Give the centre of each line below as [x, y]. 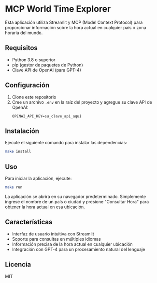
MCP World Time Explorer [58, 9]
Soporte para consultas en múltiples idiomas [56, 239]
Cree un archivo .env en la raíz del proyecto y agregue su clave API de [82, 102]
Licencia [18, 265]
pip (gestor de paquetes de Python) [47, 65]
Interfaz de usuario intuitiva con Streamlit [53, 233]
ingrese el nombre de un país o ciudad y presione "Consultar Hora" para [77, 201]
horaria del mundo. [24, 33]
